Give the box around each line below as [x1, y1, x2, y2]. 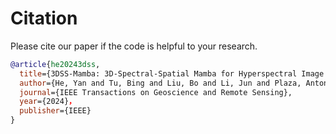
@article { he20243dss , [10, 59, 101, 69]
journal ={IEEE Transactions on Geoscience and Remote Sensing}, [19, 87, 293, 97]
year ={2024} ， [19, 97, 77, 107]
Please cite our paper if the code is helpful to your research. [10, 40, 258, 52]
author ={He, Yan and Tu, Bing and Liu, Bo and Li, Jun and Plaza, [19, 78, 302, 88]
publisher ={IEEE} [19, 106, 92, 116]
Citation [10, 7, 78, 30]
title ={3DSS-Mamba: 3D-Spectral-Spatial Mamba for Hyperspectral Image [19, 68, 325, 79]
